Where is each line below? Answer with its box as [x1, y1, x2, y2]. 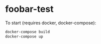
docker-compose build [5, 29, 50, 34]
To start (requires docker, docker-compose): [5, 20, 96, 26]
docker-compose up [5, 34, 43, 39]
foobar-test [5, 3, 54, 15]
